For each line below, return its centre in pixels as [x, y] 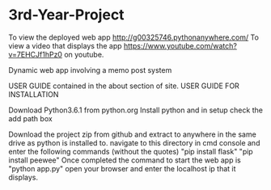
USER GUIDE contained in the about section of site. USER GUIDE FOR [124, 86]
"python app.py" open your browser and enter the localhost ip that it [122, 168]
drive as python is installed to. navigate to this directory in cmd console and [134, 142]
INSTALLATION [34, 94]
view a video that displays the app [66, 45]
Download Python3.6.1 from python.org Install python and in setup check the [135, 110]
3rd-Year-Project [66, 15]
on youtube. [84, 54]
